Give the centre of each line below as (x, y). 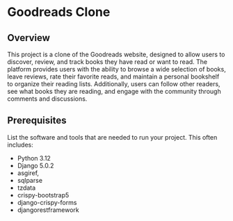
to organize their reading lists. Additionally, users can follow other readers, (114, 84)
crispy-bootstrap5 (43, 195)
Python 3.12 (34, 158)
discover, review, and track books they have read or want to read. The (107, 62)
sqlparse (30, 180)
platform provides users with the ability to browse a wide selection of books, (116, 69)
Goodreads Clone (59, 12)
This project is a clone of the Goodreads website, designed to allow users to (116, 54)
